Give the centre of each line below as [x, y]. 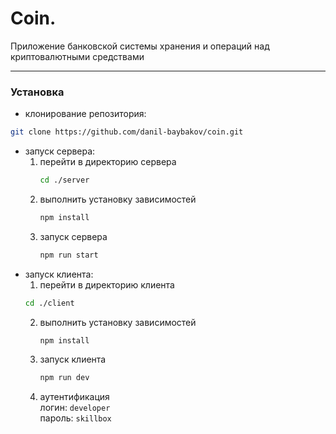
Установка [37, 92]
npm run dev [64, 378]
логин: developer [75, 408]
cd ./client [49, 303]
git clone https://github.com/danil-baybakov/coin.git [127, 132]
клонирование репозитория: [85, 114]
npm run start [69, 255]
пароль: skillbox [75, 418]
